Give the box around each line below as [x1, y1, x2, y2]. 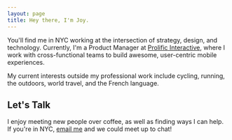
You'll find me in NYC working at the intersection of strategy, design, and [7, 36, 218, 44]
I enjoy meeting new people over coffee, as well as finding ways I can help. [7, 118, 224, 126]
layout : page [7, 10, 46, 17]
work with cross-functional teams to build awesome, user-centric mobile [7, 50, 217, 59]
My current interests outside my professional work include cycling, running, [7, 71, 226, 80]
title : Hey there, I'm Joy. [7, 17, 90, 24]
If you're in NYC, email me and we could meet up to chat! [7, 125, 172, 133]
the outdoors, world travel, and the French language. [7, 79, 159, 87]
